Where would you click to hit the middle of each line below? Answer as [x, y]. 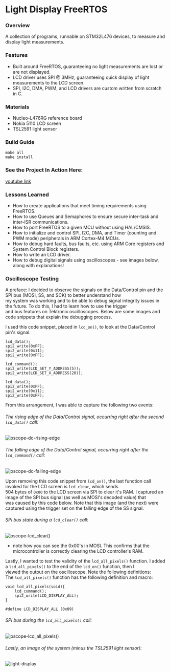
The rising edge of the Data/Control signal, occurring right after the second [85, 417]
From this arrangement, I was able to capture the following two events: [80, 405]
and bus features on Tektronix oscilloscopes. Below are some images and [83, 312]
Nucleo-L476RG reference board [47, 118]
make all [15, 153]
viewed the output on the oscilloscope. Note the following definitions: [78, 572]
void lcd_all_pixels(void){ [35, 587]
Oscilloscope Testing [32, 278]
